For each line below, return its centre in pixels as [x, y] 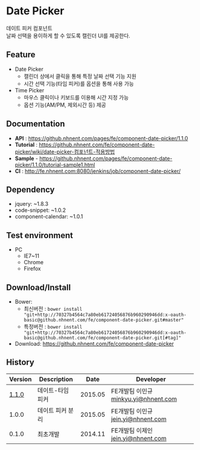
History [20, 362]
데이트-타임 [54, 390]
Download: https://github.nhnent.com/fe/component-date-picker [94, 344]
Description [56, 379]
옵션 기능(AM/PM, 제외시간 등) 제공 [65, 105]
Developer [151, 379]
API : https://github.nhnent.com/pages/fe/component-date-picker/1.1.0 [101, 138]
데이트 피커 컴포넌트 [29, 28]
